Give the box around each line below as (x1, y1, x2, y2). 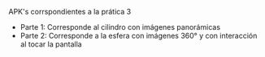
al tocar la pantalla (20, 39, 83, 49)
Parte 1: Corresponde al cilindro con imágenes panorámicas (20, 22, 221, 31)
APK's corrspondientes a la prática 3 (8, 7, 132, 16)
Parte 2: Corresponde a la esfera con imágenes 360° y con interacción (20, 31, 258, 40)
